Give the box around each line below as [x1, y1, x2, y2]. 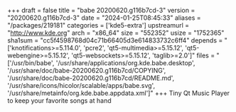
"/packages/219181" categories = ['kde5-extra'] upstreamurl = [7, 21, 190, 29]
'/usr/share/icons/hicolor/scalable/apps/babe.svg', [7, 82, 155, 89]
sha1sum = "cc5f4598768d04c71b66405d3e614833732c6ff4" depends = [7, 36, 223, 45]
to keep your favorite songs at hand [7, 96, 112, 105]
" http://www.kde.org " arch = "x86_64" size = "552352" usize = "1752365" [7, 28, 225, 37]
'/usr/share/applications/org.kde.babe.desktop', [55, 59, 195, 67]
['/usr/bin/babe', [7, 59, 55, 67]
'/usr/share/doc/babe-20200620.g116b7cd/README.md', [7, 74, 175, 82]
